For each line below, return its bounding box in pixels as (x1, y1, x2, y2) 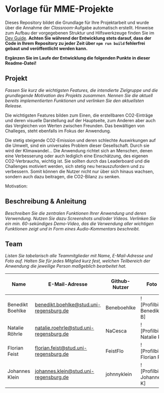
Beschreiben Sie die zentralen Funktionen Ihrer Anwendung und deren (5, 210, 146, 216)
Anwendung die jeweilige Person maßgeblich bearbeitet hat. (5, 263, 127, 269)
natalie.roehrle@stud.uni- (35, 325, 94, 331)
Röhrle (7, 331, 23, 337)
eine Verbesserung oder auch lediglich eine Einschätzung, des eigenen (5, 153, 148, 159)
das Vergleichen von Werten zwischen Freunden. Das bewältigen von (5, 123, 145, 128)
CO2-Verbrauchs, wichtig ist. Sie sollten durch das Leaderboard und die (5, 158, 150, 164)
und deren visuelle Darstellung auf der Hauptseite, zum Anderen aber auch (5, 117, 156, 123)
